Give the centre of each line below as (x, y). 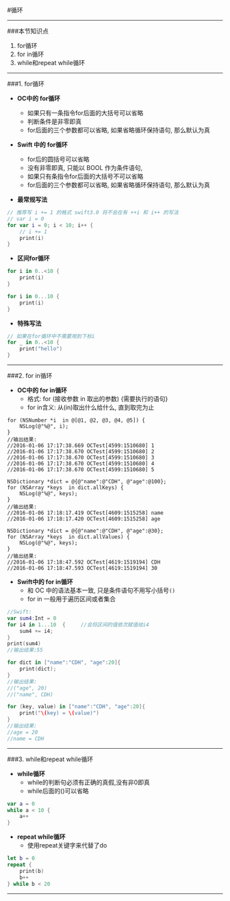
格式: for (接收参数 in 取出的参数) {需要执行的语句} (98, 399)
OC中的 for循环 (38, 98)
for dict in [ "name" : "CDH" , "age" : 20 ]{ (64, 663)
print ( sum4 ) (24, 644)
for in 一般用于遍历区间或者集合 (72, 599)
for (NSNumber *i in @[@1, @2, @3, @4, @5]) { (76, 420)
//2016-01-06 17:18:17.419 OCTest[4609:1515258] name (86, 513)
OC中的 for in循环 (42, 390)
